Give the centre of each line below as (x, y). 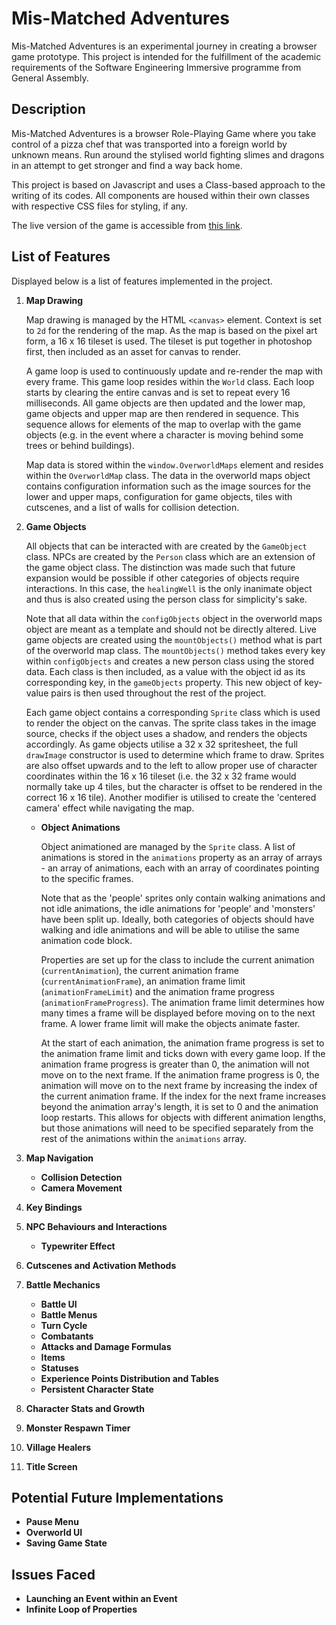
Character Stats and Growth (85, 1408)
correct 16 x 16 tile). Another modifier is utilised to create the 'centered (171, 797)
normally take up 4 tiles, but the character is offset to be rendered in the (174, 786)
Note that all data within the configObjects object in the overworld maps (174, 618)
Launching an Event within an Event (101, 1599)
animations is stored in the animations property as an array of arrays (181, 857)
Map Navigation (59, 1158)
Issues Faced (53, 1574)
